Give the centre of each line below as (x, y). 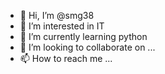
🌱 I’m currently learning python (83, 36)
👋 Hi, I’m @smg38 (57, 15)
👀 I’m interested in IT (62, 26)
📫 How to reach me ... (66, 58)
